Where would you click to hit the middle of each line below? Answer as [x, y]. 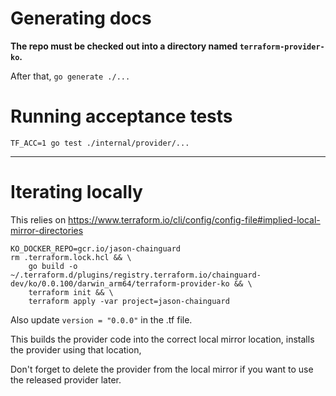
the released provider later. [66, 379]
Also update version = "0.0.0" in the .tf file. [101, 319]
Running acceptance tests [121, 116]
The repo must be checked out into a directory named [124, 46]
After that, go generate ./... [70, 76]
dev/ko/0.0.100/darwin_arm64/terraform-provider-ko [120, 283]
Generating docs [81, 18]
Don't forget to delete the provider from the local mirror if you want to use [162, 369]
